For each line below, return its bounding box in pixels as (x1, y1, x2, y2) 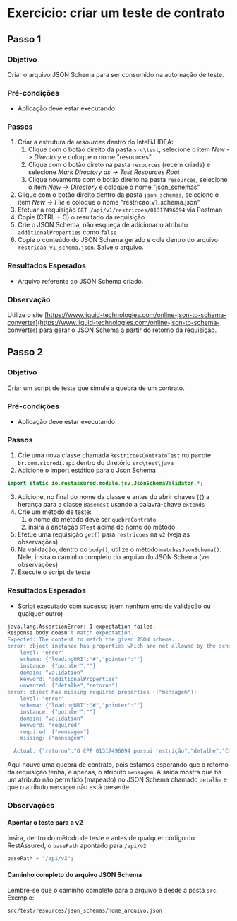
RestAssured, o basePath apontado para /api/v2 (7, 841, 147, 850)
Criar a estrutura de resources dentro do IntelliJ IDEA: (17, 138, 174, 147)
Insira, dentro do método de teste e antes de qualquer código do (7, 834, 195, 842)
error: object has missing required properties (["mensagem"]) (7, 689, 197, 696)
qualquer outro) (17, 609, 63, 617)
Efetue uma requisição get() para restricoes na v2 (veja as (17, 530, 190, 539)
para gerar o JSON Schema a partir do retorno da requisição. (39, 326, 217, 334)
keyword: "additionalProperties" (20, 675, 119, 682)
